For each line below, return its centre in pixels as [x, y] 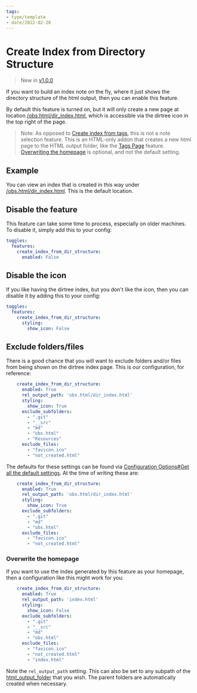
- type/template [26, 17]
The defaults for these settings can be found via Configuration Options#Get [98, 467]
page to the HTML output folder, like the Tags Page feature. [92, 146]
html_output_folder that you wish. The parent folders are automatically [91, 677]
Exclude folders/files [45, 347]
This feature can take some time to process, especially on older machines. [96, 224]
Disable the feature [42, 209]
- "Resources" [44, 439]
